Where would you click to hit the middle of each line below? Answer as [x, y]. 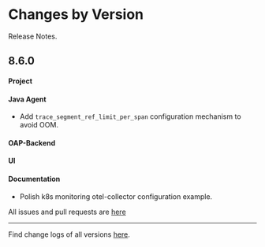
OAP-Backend [32, 142]
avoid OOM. [39, 125]
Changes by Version [76, 15]
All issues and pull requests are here [67, 212]
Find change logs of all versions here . [69, 234]
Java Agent [27, 99]
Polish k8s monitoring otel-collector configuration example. [116, 196]
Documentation [34, 179]
